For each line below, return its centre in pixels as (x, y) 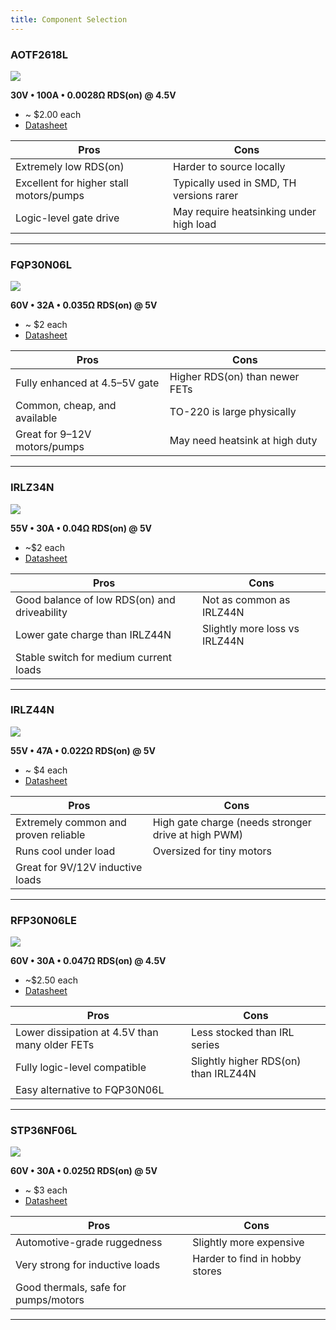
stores (207, 1271)
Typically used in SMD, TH (234, 183)
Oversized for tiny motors (212, 851)
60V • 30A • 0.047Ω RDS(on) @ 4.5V (88, 961)
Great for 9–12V (53, 434)
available (36, 418)
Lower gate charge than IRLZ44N (93, 634)
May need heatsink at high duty (243, 441)
